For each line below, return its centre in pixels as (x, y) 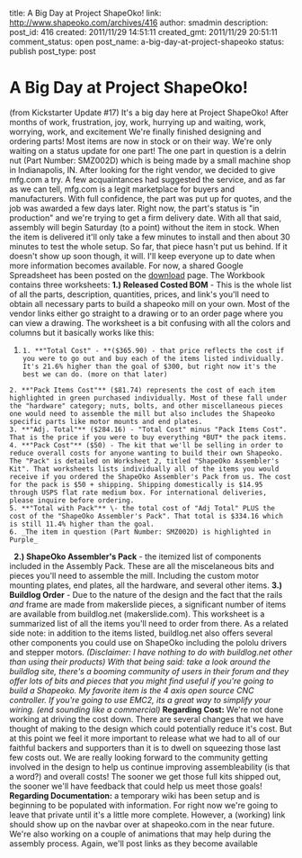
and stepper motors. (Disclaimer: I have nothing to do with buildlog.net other (151, 652)
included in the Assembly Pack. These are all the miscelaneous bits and (142, 565)
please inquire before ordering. (72, 500)
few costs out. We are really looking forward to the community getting (138, 757)
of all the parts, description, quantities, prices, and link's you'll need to (139, 294)
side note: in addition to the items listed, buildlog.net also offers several (141, 633)
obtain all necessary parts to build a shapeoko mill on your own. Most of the (150, 303)
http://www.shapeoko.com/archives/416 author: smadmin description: (139, 23)
